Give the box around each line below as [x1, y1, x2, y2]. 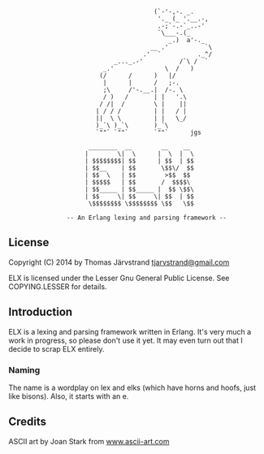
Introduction [8, 305, 73, 319]
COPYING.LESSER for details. [8, 281, 107, 292]
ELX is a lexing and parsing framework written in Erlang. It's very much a [8, 326, 252, 336]
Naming [8, 364, 41, 375]
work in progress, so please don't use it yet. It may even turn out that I [8, 335, 243, 345]
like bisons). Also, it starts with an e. [8, 391, 129, 401]
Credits [8, 415, 47, 429]
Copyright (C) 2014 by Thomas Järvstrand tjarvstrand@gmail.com [8, 257, 230, 267]
